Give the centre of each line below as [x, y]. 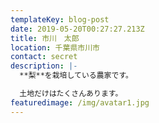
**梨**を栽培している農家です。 [76, 76]
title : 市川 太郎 [45, 38]
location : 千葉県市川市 [55, 47]
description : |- [44, 66]
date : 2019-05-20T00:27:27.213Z [77, 29]
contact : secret [44, 57]
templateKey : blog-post [60, 19]
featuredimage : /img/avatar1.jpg [80, 102]
